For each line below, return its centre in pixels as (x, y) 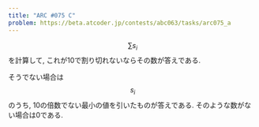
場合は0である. (39, 115)
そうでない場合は (36, 77)
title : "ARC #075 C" (42, 15)
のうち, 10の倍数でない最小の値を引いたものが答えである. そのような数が (126, 105)
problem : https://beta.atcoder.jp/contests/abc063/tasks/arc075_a (120, 23)
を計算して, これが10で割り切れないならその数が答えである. (105, 61)
